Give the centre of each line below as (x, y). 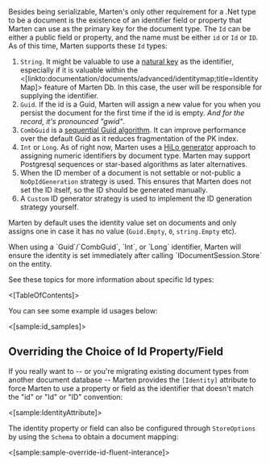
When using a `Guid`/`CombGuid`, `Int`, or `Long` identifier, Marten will (125, 247)
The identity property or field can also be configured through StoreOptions (132, 428)
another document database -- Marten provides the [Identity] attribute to (132, 380)
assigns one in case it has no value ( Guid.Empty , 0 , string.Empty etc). (123, 231)
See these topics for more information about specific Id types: (111, 280)
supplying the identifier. (59, 95)
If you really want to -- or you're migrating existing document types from (129, 371)
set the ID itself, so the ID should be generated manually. (114, 190)
